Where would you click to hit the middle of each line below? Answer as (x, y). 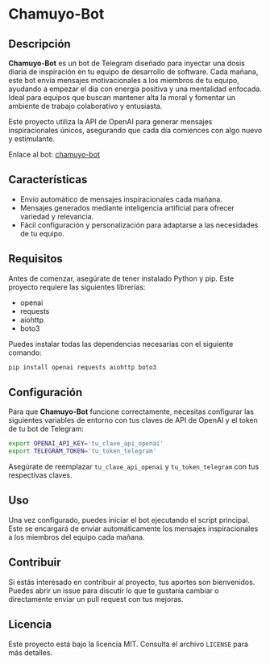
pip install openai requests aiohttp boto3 (83, 367)
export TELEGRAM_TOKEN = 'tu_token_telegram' (83, 451)
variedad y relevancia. (57, 216)
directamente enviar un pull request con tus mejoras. (96, 599)
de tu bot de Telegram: (46, 429)
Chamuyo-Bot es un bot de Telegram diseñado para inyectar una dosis (127, 63)
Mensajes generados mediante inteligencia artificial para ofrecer (127, 207)
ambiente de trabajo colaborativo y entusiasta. (85, 106)
